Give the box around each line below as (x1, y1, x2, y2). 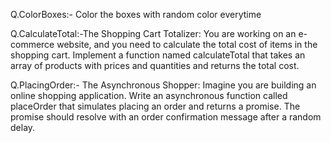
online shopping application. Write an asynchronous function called (10, 90, 288, 101)
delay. (10, 122, 36, 133)
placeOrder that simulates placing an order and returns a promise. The (10, 100, 301, 112)
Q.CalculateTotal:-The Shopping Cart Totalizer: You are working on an (10, 28, 297, 39)
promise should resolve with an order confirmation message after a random (10, 111, 322, 123)
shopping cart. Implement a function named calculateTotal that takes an (10, 49, 306, 61)
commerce (10, 39, 55, 50)
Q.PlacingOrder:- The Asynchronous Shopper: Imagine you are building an (10, 79, 317, 91)
